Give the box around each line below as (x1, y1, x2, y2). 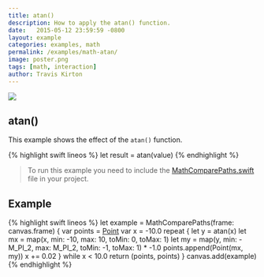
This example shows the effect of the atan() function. (8, 135, 183, 144)
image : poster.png (8, 56, 69, 64)
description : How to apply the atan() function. (8, 19, 171, 27)
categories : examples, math (8, 41, 101, 49)
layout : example (8, 33, 61, 42)
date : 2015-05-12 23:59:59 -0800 (8, 26, 125, 34)
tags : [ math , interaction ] (8, 63, 97, 71)
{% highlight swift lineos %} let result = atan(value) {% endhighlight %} (8, 151, 239, 160)
